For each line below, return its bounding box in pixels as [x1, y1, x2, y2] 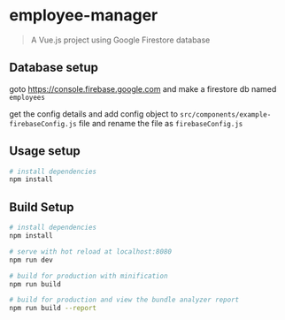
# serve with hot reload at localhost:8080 [9, 247, 173, 256]
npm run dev [9, 255, 53, 264]
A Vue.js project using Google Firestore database [30, 34, 211, 45]
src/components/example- [180, 110, 272, 119]
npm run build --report [9, 304, 97, 313]
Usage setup [9, 143, 81, 159]
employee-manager [9, 5, 158, 26]
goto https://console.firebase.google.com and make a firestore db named [9, 83, 277, 94]
